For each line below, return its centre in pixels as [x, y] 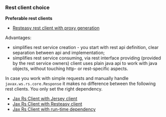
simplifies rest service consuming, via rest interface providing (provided [87, 58]
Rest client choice [28, 7]
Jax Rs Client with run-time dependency [54, 109]
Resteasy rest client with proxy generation [56, 28]
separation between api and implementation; [59, 53]
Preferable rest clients [29, 18]
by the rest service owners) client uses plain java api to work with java [85, 63]
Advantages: [18, 38]
